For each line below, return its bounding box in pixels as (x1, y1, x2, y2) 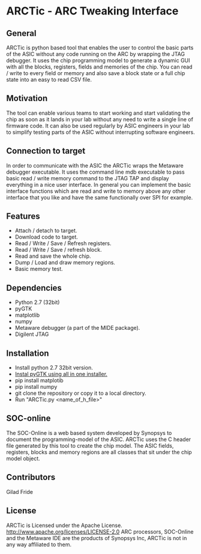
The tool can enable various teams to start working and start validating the (6, 109, 191, 117)
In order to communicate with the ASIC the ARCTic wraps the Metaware (6, 162, 184, 169)
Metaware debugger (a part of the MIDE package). (14, 324, 140, 332)
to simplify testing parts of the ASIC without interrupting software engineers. (6, 128, 195, 136)
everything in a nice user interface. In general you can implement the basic (6, 181, 191, 188)
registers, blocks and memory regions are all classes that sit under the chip (6, 448, 192, 455)
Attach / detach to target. (14, 227, 77, 234)
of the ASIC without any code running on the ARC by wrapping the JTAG (6, 50, 185, 58)
